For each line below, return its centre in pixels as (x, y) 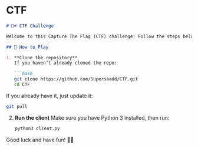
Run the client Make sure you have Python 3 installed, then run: (92, 117)
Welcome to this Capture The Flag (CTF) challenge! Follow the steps (93, 36)
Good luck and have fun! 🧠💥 (40, 140)
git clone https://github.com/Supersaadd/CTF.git (76, 79)
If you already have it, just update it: (49, 96)
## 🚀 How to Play (27, 47)
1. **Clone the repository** (42, 57)
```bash (23, 74)
